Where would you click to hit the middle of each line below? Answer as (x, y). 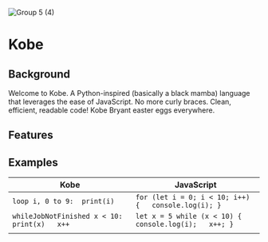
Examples (33, 163)
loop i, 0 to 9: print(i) (63, 201)
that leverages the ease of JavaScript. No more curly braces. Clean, (120, 101)
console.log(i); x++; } (184, 224)
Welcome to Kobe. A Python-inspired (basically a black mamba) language (129, 93)
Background (39, 74)
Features (31, 135)
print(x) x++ (41, 224)
